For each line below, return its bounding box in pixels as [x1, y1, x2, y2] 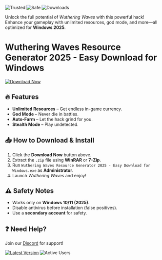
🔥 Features [5, 93, 39, 101]
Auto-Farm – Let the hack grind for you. [12, 116, 93, 122]
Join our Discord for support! [5, 240, 63, 246]
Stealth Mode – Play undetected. [12, 121, 79, 127]
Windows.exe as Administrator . [12, 167, 74, 173]
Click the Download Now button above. [12, 152, 92, 158]
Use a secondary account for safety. [12, 210, 87, 216]
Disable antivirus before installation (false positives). [12, 205, 118, 211]
